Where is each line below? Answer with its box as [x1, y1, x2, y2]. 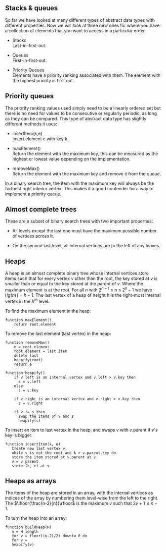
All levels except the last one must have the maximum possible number [12, 228, 157, 234]
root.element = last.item [14, 349, 68, 354]
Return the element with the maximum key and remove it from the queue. [12, 170, 161, 176]
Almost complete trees [5, 205, 77, 214]
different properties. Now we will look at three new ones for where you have [5, 22, 160, 28]
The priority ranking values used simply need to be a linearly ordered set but [5, 105, 161, 111]
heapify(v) [11, 542, 35, 547]
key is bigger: [5, 432, 33, 438]
